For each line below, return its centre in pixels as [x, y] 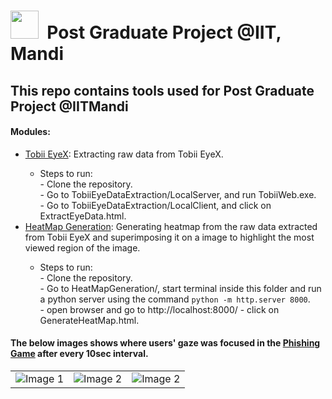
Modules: [30, 132]
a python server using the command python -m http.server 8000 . [175, 299]
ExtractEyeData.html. [83, 216]
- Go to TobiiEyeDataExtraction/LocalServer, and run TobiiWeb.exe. [178, 194]
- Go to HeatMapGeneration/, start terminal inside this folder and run [180, 288]
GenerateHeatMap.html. [89, 320]
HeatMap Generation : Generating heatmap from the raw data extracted [171, 226]
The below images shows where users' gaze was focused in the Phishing [165, 343]
